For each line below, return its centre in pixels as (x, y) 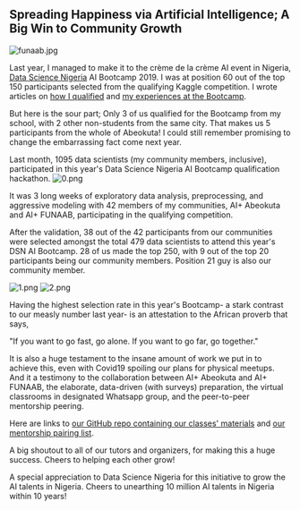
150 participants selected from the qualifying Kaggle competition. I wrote (143, 86)
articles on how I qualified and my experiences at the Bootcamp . (128, 96)
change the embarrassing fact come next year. (95, 141)
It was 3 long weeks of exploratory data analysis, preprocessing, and (137, 195)
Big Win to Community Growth (96, 29)
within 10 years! (38, 496)
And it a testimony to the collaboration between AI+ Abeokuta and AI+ (138, 377)
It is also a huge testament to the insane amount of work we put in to (136, 358)
